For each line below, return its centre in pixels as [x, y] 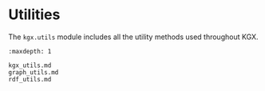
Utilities [34, 15]
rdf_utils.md [30, 79]
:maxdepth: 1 [30, 51]
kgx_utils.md [30, 65]
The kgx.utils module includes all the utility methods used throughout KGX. [133, 37]
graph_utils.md [34, 72]
